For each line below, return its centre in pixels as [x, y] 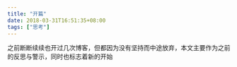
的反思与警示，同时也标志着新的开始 [60, 56]
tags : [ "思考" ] [29, 27]
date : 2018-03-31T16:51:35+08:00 [57, 20]
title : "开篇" [27, 14]
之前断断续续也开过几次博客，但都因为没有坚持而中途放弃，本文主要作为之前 [119, 48]
